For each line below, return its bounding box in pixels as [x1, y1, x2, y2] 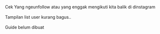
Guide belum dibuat [5, 24, 45, 30]
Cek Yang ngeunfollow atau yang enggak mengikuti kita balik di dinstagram [5, 4, 156, 10]
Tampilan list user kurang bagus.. [5, 14, 72, 20]
